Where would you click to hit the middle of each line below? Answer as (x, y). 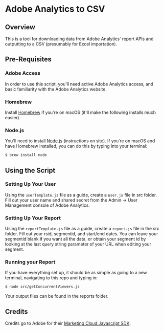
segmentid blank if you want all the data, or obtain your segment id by (75, 239)
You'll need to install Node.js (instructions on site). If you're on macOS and (80, 141)
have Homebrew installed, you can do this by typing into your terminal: (76, 146)
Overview (20, 27)
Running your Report (30, 262)
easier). (13, 117)
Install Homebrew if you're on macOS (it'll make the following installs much (81, 112)
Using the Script (30, 170)
